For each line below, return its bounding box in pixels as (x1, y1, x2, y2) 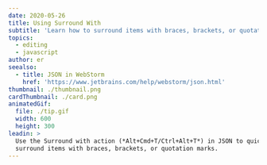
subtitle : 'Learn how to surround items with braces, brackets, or (8, 26, 237, 34)
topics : (8, 33, 34, 42)
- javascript (15, 48, 59, 56)
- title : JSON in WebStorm (15, 71, 105, 79)
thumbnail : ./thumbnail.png (8, 85, 102, 94)
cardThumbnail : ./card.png (8, 93, 98, 101)
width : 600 (15, 115, 52, 123)
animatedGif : (8, 100, 52, 108)
